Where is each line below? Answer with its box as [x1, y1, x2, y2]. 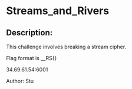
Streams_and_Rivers [6, 4, 110, 18]
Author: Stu [6, 78, 34, 84]
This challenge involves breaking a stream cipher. [6, 43, 127, 50]
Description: [6, 28, 53, 38]
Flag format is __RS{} [6, 55, 57, 61]
